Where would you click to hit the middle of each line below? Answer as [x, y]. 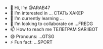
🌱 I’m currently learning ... [37, 18]
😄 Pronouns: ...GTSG [32, 36]
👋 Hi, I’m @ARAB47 [30, 8]
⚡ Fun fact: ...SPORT [31, 42]
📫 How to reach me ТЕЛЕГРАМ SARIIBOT [54, 29]
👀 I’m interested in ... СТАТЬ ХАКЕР [47, 13]
